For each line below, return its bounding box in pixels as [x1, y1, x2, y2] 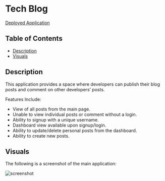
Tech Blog [5, 3, 48, 15]
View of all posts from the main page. [12, 106, 91, 112]
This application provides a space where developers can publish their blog [5, 81, 160, 87]
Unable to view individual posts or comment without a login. [12, 111, 137, 117]
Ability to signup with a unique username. [12, 116, 99, 123]
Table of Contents [5, 34, 63, 43]
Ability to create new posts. [12, 133, 70, 139]
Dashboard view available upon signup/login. [12, 122, 106, 128]
